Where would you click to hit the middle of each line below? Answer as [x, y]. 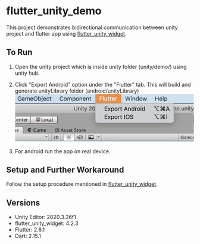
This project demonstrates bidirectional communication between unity [92, 27]
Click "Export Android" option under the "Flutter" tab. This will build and [103, 84]
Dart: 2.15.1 [28, 236]
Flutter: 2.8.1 [30, 230]
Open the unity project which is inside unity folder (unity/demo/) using [101, 66]
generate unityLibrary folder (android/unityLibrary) [77, 91]
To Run [19, 53]
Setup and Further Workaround [65, 170]
